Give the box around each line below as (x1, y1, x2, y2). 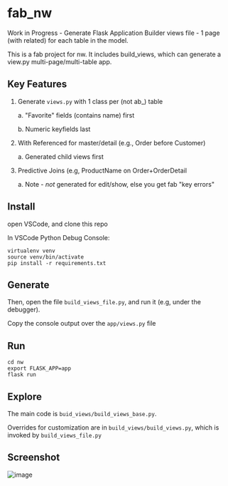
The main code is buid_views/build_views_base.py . (7, 410, 157, 418)
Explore (7, 391, 43, 403)
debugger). (7, 305, 40, 314)
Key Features (7, 78, 67, 91)
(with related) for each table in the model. (7, 36, 129, 44)
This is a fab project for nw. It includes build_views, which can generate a (7, 50, 222, 58)
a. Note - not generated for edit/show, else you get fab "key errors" (17, 180, 215, 188)
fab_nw (7, 5, 53, 21)
